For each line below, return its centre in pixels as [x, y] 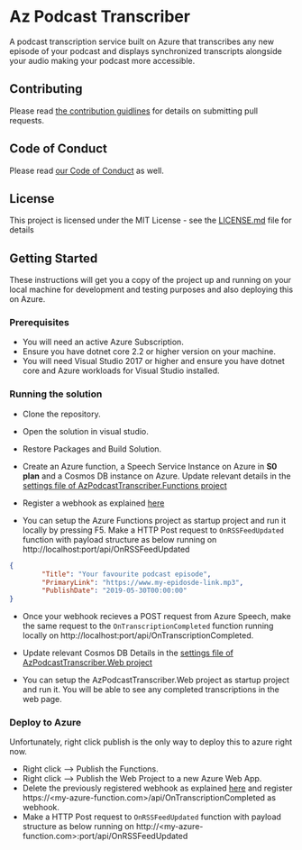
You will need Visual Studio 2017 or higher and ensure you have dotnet [154, 361]
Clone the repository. [61, 414]
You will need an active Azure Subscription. [103, 342]
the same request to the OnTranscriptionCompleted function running [148, 626]
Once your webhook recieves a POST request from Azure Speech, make [156, 617]
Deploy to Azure [46, 723]
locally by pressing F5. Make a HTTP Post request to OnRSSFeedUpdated [153, 530]
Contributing [46, 89]
